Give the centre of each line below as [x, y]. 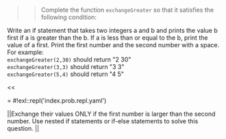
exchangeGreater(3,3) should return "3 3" [66, 67]
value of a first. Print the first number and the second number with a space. [113, 45]
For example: [26, 52]
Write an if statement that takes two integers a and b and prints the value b [112, 30]
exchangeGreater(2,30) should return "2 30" [69, 60]
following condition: [69, 17]
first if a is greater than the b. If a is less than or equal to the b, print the [108, 38]
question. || [23, 128]
